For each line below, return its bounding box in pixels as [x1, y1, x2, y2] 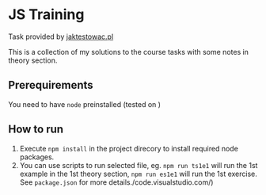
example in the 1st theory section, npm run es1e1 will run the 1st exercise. [19, 169, 257, 178]
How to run [8, 123, 64, 136]
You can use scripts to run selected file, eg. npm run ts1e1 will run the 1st [19, 160, 258, 170]
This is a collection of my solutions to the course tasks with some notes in [8, 47, 249, 56]
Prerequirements [8, 78, 93, 92]
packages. [19, 152, 55, 162]
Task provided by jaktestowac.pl [8, 32, 114, 41]
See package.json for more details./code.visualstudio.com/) [19, 177, 214, 187]
